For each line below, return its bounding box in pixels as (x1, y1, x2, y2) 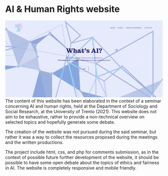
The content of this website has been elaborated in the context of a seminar (5, 98, 161, 104)
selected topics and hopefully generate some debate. (5, 119, 115, 125)
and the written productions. (5, 139, 64, 145)
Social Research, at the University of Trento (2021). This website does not (5, 108, 157, 114)
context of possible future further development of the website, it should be (5, 154, 159, 160)
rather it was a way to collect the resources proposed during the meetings (5, 134, 158, 140)
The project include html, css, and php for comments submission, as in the (5, 149, 159, 155)
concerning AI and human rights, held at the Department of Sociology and (5, 103, 157, 109)
